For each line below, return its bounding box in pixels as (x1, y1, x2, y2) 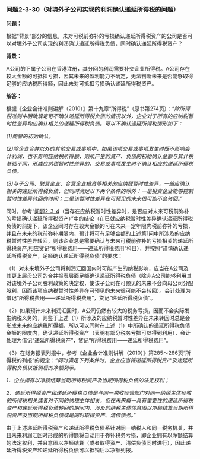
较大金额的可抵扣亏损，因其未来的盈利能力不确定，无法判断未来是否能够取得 (6, 72, 193, 80)
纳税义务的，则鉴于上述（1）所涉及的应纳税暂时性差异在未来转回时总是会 (11, 315, 191, 322)
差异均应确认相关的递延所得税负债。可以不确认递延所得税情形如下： (16, 120, 183, 127)
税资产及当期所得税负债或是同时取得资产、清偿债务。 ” (6, 411, 136, 419)
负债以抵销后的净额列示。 (16, 364, 79, 372)
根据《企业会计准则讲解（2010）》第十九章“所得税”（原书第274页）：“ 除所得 (6, 105, 191, 112)
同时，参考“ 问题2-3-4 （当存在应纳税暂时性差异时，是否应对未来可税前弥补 (6, 208, 190, 215)
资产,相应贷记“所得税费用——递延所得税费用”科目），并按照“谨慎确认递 (16, 245, 189, 252)
